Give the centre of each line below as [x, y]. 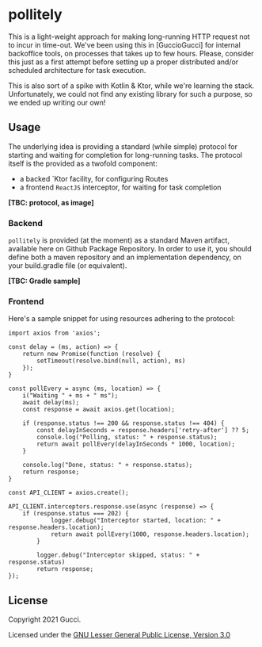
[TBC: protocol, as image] [51, 202]
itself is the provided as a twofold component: [83, 163]
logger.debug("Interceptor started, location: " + [136, 521]
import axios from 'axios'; [55, 333]
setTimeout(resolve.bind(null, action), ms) [111, 361]
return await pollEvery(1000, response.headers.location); [150, 534]
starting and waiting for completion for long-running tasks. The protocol [125, 155]
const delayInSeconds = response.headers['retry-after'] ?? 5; [143, 431]
